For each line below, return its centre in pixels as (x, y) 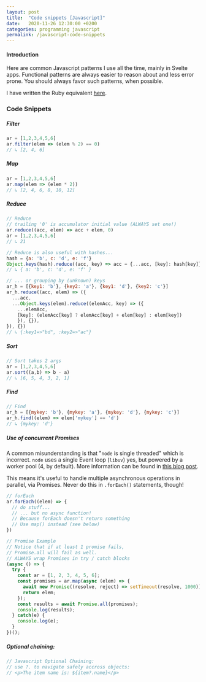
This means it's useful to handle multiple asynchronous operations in (93, 478)
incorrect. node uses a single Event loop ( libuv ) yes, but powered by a (94, 459)
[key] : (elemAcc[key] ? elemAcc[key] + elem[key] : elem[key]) (100, 315)
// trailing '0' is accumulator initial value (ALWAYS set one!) (91, 225)
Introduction (22, 54)
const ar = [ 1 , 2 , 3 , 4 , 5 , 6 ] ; (59, 575)
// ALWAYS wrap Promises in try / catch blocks (68, 558)
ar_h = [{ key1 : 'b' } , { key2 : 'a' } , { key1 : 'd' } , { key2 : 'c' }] (87, 287)
